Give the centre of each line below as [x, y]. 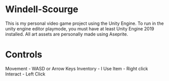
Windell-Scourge [42, 9]
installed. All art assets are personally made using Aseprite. [67, 34]
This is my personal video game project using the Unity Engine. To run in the [84, 23]
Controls [24, 55]
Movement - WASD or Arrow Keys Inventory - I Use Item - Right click [77, 68]
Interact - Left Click [25, 74]
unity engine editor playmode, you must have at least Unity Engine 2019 [80, 28]
